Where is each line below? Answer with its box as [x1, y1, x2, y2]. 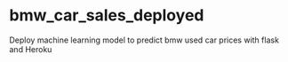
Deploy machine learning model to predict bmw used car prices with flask [9, 35, 280, 45]
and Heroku [9, 43, 52, 54]
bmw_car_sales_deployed [9, 5, 204, 26]
